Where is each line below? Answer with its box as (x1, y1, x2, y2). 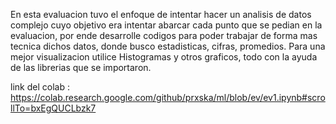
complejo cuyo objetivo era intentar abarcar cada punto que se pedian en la (10, 19, 323, 31)
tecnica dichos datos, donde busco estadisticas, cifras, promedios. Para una (10, 40, 326, 52)
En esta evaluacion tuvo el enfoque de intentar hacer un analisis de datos (10, 9, 312, 20)
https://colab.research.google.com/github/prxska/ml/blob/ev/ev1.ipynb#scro (10, 92, 326, 103)
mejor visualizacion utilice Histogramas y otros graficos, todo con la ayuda (10, 51, 318, 63)
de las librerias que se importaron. (10, 62, 152, 73)
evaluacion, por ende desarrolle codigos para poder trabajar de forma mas (10, 30, 318, 41)
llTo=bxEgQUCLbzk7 (10, 102, 97, 114)
